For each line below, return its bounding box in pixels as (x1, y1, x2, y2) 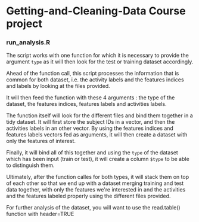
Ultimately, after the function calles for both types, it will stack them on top (6, 174, 189, 181)
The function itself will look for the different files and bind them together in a (6, 112, 194, 119)
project (6, 17, 43, 31)
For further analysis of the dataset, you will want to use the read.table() (6, 204, 181, 211)
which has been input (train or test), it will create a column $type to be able (6, 156, 189, 163)
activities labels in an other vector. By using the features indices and (6, 124, 174, 132)
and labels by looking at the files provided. (6, 83, 110, 90)
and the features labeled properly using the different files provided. (6, 193, 171, 200)
